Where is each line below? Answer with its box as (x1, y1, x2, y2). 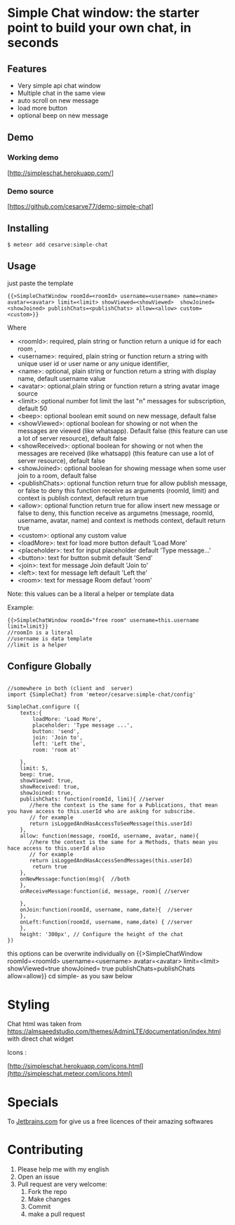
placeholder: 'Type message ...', (32, 722, 133, 729)
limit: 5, (20, 765, 49, 772)
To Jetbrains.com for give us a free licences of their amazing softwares (7, 1117, 214, 1126)
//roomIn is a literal (7, 629, 74, 636)
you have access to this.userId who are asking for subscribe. (7, 808, 196, 815)
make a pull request (27, 1210, 86, 1219)
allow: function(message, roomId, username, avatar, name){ (20, 833, 199, 840)
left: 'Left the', (32, 740, 86, 748)
